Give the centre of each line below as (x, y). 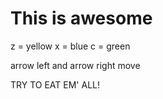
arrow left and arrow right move (75, 65)
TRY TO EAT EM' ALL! (55, 84)
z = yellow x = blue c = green (70, 46)
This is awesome (81, 18)
